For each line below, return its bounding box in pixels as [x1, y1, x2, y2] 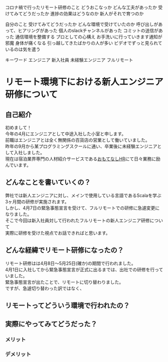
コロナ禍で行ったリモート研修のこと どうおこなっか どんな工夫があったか [5, 5, 157, 10]
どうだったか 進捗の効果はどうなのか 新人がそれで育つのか [22, 11, 144, 17]
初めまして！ [5, 125, 32, 130]
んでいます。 [5, 162, 31, 168]
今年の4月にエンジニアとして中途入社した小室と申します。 [5, 131, 126, 137]
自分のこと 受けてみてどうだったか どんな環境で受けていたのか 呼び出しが [5, 22, 158, 27]
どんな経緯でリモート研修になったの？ [5, 246, 124, 254]
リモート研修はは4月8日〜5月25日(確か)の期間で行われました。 [5, 260, 136, 266]
